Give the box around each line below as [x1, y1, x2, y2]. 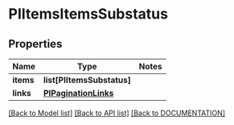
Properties [8, 37, 63, 51]
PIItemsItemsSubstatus [8, 5, 169, 23]
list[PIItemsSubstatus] [43, 74, 131, 85]
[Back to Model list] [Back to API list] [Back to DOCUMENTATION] [8, 108, 226, 118]
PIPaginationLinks [43, 88, 114, 98]
